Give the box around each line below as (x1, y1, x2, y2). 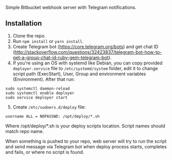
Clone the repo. (12, 33, 46, 39)
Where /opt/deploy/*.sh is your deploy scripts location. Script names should (5, 123, 165, 129)
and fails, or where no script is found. (5, 149, 85, 155)
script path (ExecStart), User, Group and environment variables (12, 71, 146, 77)
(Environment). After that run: (12, 76, 75, 82)
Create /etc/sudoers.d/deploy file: (12, 104, 86, 110)
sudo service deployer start (5, 95, 68, 100)
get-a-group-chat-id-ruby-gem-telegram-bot (12, 54, 109, 60)
